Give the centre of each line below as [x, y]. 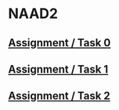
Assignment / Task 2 [59, 96]
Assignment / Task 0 [59, 43]
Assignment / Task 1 [58, 69]
